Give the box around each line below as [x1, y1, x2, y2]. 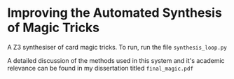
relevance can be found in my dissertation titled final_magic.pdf [7, 64, 194, 72]
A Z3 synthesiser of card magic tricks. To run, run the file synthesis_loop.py [7, 43, 228, 51]
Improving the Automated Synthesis [7, 5, 222, 21]
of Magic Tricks [7, 20, 100, 36]
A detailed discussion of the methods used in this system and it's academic [7, 56, 226, 64]
